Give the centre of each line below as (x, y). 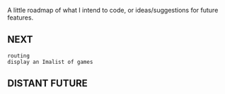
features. (21, 18)
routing (19, 55)
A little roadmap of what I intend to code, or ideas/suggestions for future (113, 10)
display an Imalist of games (50, 62)
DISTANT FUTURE (48, 83)
